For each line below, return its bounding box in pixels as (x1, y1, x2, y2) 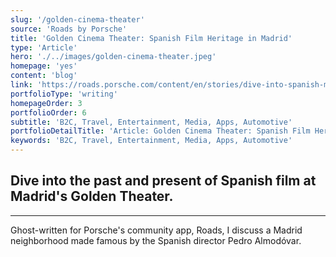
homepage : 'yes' (10, 61, 78, 71)
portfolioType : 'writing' (10, 89, 118, 99)
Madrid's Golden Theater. (10, 188, 174, 205)
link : (10, 80, 33, 90)
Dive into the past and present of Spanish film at (10, 172, 317, 190)
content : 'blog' (10, 71, 78, 81)
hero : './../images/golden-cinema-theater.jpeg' (10, 52, 217, 62)
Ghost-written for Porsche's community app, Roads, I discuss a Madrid (10, 224, 303, 236)
